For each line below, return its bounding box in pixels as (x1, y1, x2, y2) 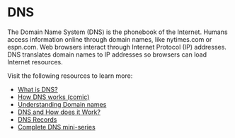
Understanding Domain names (17, 100, 107, 108)
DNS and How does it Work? (17, 108, 101, 116)
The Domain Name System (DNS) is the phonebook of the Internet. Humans (7, 28, 228, 36)
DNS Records (17, 115, 57, 124)
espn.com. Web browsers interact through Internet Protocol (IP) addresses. (7, 42, 227, 51)
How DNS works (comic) (17, 93, 90, 101)
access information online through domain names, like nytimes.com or (7, 35, 212, 43)
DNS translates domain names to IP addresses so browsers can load (7, 50, 207, 59)
